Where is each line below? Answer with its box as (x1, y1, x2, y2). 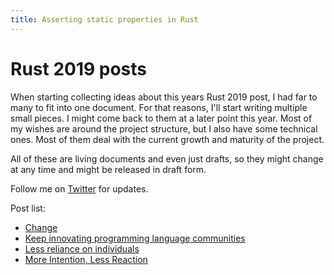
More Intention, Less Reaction (24, 253, 148, 265)
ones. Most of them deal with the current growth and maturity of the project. (10, 133, 325, 145)
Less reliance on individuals (24, 242, 140, 255)
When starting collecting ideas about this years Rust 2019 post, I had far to (10, 91, 318, 103)
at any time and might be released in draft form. (10, 163, 207, 175)
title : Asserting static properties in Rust (10, 14, 199, 25)
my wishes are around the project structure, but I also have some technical (10, 122, 318, 135)
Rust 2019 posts (10, 57, 148, 80)
